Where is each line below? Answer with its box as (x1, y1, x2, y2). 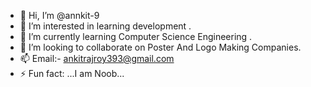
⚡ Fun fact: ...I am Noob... (19, 68, 125, 79)
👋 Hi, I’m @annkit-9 (19, 10, 100, 21)
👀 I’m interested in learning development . (19, 20, 192, 32)
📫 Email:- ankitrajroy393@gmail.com (19, 53, 175, 64)
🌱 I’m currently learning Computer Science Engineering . (19, 31, 253, 42)
